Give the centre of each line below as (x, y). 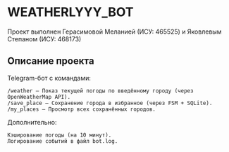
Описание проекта (51, 61)
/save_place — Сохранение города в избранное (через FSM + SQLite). (110, 103)
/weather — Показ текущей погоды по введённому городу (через (100, 91)
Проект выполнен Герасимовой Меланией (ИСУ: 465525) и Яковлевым (114, 32)
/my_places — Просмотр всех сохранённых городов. (82, 109)
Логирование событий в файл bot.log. (63, 141)
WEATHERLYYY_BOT (70, 12)
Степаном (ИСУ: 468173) (44, 39)
